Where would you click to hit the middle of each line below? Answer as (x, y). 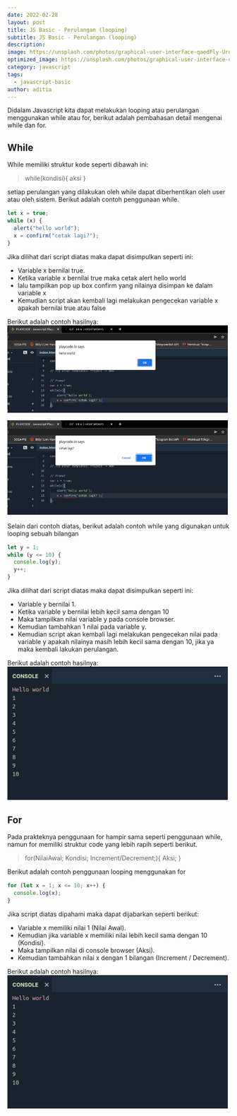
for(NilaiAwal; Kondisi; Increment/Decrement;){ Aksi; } (103, 858)
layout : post (26, 22)
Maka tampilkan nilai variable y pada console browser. (96, 619)
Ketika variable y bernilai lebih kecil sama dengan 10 (93, 612)
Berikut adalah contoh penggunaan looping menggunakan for (97, 872)
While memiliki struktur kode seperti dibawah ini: (78, 165)
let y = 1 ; (23, 547)
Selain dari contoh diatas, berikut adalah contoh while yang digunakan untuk (118, 526)
